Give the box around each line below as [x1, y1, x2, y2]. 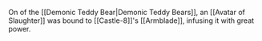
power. [8, 24, 31, 33]
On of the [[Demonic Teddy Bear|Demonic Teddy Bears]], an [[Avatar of [8, 8, 246, 17]
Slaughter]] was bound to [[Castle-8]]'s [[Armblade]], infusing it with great [8, 16, 255, 25]
